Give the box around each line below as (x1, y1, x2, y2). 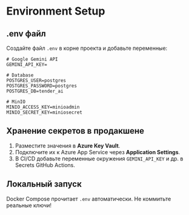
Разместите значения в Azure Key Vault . (15, 142, 121, 149)
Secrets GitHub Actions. (15, 161, 76, 168)
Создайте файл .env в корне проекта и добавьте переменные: (6, 44, 168, 52)
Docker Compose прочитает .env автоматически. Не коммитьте (6, 195, 171, 202)
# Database (6, 72, 34, 78)
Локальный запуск (6, 179, 82, 189)
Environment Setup (6, 4, 105, 18)
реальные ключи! (6, 202, 51, 209)
